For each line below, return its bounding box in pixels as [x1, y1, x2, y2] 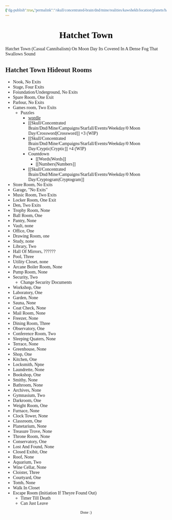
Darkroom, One [12, 398, 41, 403]
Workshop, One [12, 285, 41, 290]
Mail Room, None [12, 310, 46, 316]
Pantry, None [12, 218, 37, 224]
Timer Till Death [20, 495, 51, 501]
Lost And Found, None [12, 444, 55, 450]
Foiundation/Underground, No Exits [12, 89, 78, 95]
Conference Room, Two [12, 331, 56, 337]
